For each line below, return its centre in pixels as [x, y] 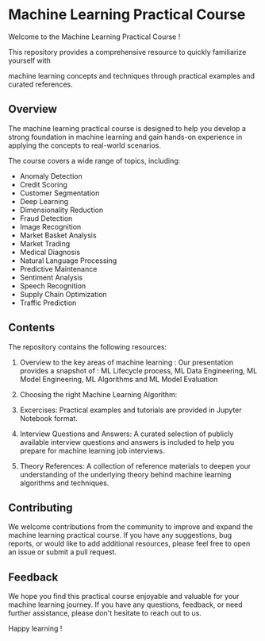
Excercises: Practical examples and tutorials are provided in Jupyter [131, 410]
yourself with [30, 60]
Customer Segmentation [60, 193]
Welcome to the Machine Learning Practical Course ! [94, 37]
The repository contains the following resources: [88, 346]
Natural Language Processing [68, 261]
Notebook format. [48, 418]
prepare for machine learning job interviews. [92, 450]
